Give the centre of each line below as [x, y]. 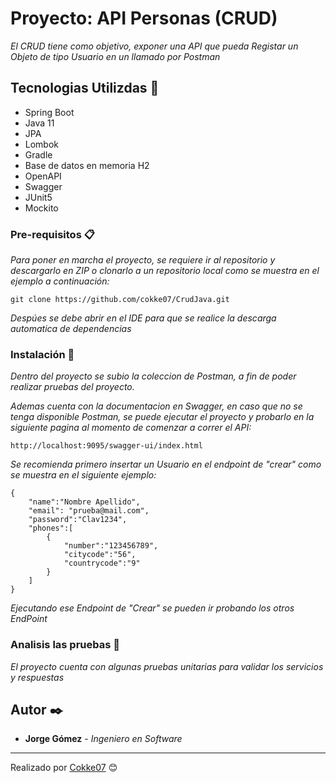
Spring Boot [49, 112]
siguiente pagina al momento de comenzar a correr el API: [131, 428]
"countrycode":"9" [102, 563]
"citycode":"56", [100, 555]
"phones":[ [51, 528]
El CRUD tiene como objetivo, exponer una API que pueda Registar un [154, 46]
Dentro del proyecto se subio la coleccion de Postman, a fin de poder [153, 376]
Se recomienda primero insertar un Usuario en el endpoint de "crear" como [166, 464]
